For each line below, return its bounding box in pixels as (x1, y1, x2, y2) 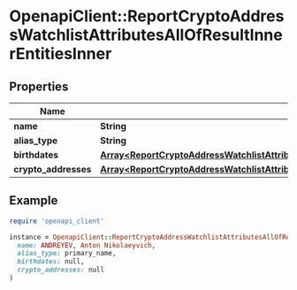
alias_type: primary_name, (17, 249, 117, 258)
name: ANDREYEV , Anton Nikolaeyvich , (17, 240, 156, 249)
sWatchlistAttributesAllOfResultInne (9, 25, 283, 45)
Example (9, 193, 58, 209)
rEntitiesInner (9, 44, 112, 64)
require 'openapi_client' (9, 217, 104, 225)
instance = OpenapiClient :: (9, 233, 113, 241)
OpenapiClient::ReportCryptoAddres (9, 6, 285, 27)
